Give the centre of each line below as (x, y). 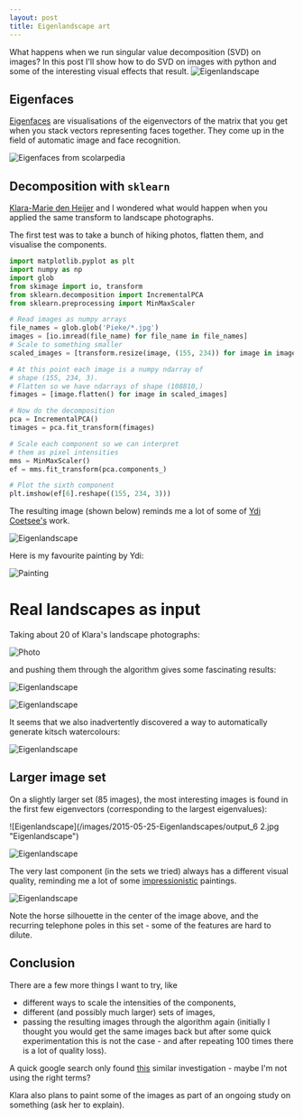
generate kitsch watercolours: (65, 732)
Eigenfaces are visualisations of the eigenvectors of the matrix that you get (149, 121)
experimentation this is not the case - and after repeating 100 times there (158, 1040)
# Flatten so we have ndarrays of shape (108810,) (106, 386)
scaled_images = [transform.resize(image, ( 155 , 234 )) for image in (141, 353)
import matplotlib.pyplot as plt (72, 261)
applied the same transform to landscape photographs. (112, 218)
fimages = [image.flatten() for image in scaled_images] (119, 395)
